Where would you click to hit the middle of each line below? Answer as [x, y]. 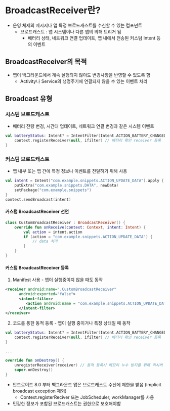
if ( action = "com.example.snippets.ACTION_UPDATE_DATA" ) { [88, 237]
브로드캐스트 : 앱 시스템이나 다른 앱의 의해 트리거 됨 [71, 31]
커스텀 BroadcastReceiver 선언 [37, 212]
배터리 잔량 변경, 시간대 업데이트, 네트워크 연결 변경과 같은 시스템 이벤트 [83, 126]
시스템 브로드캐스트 [27, 114]
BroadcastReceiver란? [53, 10]
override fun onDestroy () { [35, 360]
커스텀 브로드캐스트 [27, 159]
